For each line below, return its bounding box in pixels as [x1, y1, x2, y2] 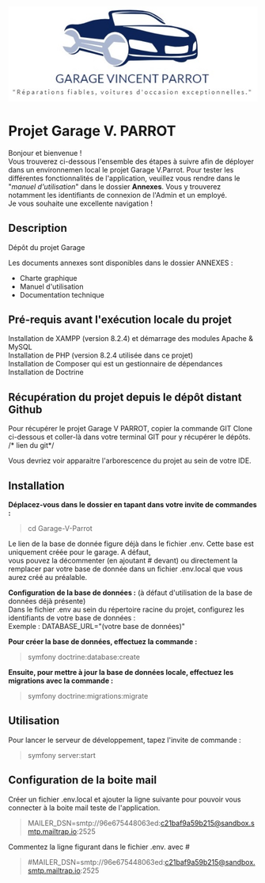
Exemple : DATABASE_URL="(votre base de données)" [8, 621, 186, 631]
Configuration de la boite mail [8, 774, 157, 787]
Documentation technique [19, 290, 104, 299]
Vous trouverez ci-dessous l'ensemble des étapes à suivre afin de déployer [8, 157, 255, 166]
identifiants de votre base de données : [8, 612, 136, 623]
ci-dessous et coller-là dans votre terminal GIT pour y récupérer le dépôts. [8, 432, 251, 441]
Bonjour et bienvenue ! [8, 148, 82, 157]
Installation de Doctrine [8, 367, 85, 377]
